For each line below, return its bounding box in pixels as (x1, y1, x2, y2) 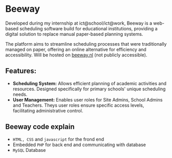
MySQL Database (12, 147, 46, 153)
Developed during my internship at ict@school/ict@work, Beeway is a (5, 20, 153, 26)
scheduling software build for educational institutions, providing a (19, 25, 158, 31)
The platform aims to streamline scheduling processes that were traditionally (5, 41, 167, 47)
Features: (5, 67, 37, 75)
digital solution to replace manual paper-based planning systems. (5, 31, 143, 37)
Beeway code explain (5, 123, 75, 131)
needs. (12, 91, 28, 97)
